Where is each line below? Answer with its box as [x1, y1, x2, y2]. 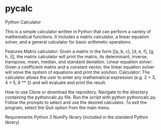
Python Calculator [5, 19, 41, 25]
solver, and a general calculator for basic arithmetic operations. [5, 39, 132, 44]
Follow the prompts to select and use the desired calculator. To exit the [5, 99, 147, 105]
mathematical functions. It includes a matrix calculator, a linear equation [5, 34, 149, 40]
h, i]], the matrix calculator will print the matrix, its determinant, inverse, [5, 53, 148, 59]
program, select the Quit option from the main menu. [5, 105, 110, 110]
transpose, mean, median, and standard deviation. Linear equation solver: [5, 59, 153, 65]
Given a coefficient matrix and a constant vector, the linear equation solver [5, 64, 155, 70]
